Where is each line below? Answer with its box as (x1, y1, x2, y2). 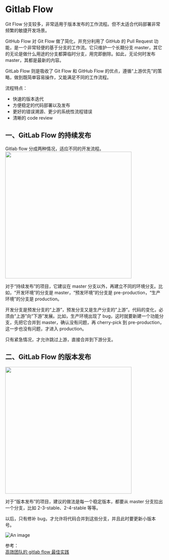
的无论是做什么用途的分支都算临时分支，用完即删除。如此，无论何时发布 (5, 51, 155, 57)
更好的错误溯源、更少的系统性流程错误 (12, 108, 92, 115)
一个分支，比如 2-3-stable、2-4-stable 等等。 (5, 505, 101, 511)
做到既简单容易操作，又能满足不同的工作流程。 (14, 74, 111, 80)
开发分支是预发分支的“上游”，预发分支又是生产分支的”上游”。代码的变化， (5, 306, 159, 312)
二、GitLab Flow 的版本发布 (5, 353, 91, 361)
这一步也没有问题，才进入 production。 (5, 326, 87, 332)
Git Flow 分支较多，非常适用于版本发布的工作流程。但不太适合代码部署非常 (5, 21, 160, 27)
